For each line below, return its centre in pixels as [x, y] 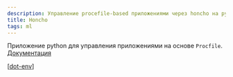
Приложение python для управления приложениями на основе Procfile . [115, 46]
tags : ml [20, 26]
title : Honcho [28, 20]
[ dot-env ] [21, 67]
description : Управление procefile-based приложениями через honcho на [113, 13]
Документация [29, 53]
